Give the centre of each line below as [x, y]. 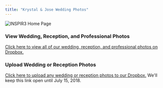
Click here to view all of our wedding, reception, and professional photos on [81, 46]
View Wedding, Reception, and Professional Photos [68, 36]
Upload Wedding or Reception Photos [51, 65]
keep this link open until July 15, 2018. [43, 81]
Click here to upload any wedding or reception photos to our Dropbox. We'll [81, 75]
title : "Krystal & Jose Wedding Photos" [47, 10]
